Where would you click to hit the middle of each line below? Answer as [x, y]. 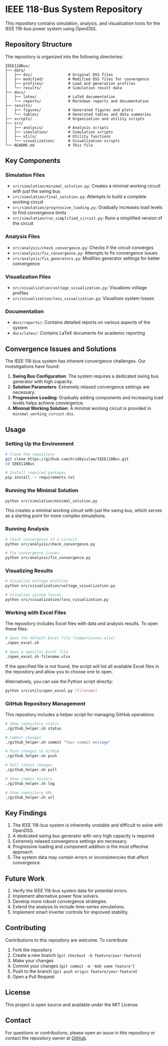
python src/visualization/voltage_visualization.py [60, 586]
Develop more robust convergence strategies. [60, 901]
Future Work [25, 878]
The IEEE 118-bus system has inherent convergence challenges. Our [76, 361]
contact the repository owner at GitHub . [46, 1038]
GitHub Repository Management [45, 703]
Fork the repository [32, 950]
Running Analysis [27, 529]
